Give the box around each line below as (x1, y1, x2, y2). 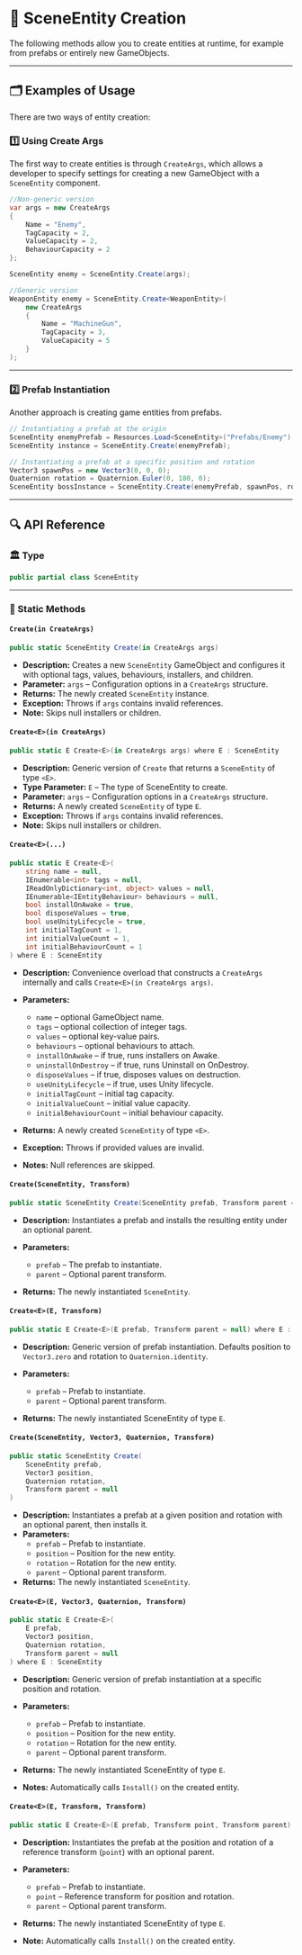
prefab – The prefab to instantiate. (35, 1259, 163, 1270)
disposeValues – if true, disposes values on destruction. (35, 1068, 241, 1079)
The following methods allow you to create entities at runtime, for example (9, 38, 285, 49)
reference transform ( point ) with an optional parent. (22, 1846, 215, 1857)
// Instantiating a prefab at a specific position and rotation (9, 457, 255, 466)
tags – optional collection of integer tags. (35, 1021, 188, 1032)
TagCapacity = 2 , (25, 229, 91, 238)
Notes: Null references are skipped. (22, 1159, 155, 1170)
